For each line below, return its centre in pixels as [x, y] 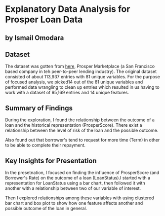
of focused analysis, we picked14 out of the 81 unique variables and [74, 82]
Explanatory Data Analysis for [68, 9]
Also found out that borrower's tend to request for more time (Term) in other [82, 140]
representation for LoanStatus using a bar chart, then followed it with [75, 183]
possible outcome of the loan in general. [46, 209]
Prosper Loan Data [44, 19]
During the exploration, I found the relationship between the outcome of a [80, 120]
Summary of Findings [39, 108]
